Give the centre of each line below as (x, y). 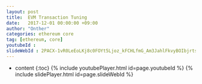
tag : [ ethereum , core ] (35, 40)
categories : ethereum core (40, 34)
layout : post (23, 12)
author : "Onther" (28, 28)
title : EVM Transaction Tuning (47, 17)
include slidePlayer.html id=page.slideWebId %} (74, 74)
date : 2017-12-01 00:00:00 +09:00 (52, 23)
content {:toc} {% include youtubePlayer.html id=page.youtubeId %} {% (104, 68)
